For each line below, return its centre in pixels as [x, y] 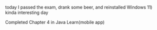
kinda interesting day [27, 12]
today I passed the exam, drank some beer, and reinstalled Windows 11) [79, 7]
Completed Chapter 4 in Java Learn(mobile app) [55, 22]
